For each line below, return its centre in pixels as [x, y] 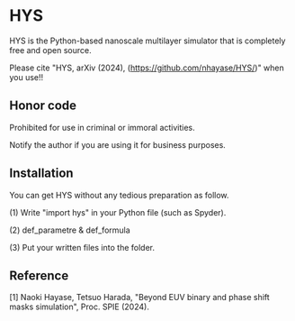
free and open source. [50, 50]
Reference [39, 275]
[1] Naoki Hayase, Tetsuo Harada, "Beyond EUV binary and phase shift [139, 298]
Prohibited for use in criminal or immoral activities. [102, 127]
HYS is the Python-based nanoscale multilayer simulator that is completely [147, 41]
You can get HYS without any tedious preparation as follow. [119, 195]
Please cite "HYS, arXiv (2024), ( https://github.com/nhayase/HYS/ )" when [147, 68]
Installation [41, 174]
